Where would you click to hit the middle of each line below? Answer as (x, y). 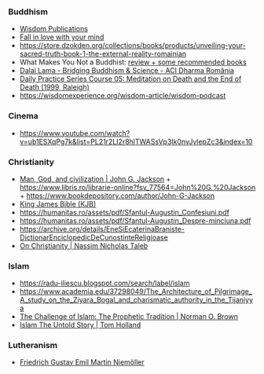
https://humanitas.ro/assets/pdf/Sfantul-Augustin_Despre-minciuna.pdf (135, 220)
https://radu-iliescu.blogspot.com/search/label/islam (104, 283)
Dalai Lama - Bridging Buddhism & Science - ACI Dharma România (126, 71)
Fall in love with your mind (62, 37)
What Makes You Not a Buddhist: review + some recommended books (133, 62)
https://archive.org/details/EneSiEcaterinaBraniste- (102, 229)
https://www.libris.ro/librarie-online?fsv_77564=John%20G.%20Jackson (137, 187)
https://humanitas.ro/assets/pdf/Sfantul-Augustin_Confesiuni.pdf (125, 212)
